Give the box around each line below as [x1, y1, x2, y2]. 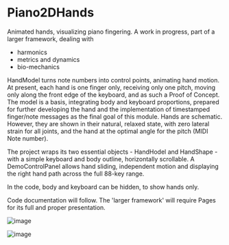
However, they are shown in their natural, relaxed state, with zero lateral [7, 119, 210, 128]
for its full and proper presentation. [7, 203, 106, 211]
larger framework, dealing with [7, 34, 94, 43]
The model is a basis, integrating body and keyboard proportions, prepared [7, 97, 219, 106]
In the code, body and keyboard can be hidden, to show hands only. [7, 183, 200, 191]
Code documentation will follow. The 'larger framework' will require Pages [7, 196, 216, 204]
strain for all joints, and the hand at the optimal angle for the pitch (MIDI [7, 127, 208, 135]
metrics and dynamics [16, 55, 80, 63]
